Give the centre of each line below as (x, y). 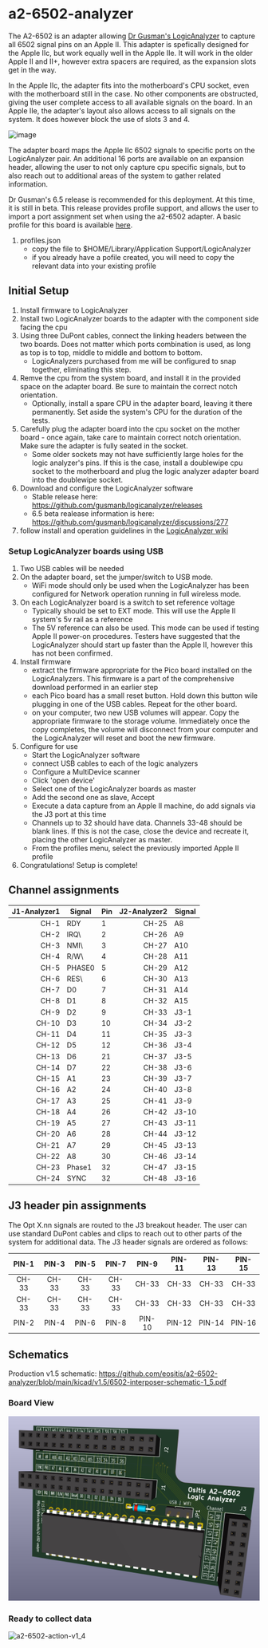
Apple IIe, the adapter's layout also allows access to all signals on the (122, 110)
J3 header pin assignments (77, 1206)
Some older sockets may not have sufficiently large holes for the (138, 454)
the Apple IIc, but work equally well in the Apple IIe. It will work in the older (131, 53)
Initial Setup (39, 291)
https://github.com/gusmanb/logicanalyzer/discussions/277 (130, 522)
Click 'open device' (63, 781)
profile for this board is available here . (71, 225)
